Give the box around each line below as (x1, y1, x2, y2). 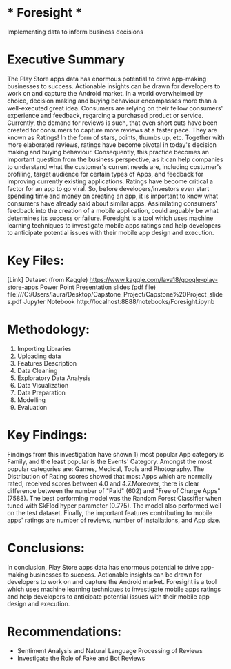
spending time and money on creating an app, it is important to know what (7, 192, 219, 200)
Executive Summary (7, 52, 125, 68)
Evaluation (17, 403, 48, 411)
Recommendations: (7, 623, 122, 639)
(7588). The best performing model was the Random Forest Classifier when (7, 494, 222, 502)
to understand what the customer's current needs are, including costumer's (7, 162, 223, 170)
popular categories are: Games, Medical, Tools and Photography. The (7, 464, 205, 473)
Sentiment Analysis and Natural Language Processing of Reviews (17, 646, 203, 655)
